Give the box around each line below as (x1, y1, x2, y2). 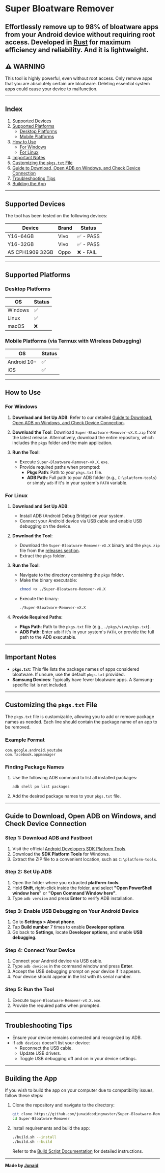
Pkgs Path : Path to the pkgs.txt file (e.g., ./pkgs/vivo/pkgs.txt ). (19, 623, 151, 629)
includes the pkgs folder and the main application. (12, 440, 113, 446)
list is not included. (29, 682, 68, 688)
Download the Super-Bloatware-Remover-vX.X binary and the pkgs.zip (19, 542, 160, 548)
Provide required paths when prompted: (19, 464, 101, 470)
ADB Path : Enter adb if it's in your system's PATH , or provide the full (19, 629, 154, 635)
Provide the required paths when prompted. (12, 1002, 101, 1008)
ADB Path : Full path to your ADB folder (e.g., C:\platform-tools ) (27, 474, 157, 481)
